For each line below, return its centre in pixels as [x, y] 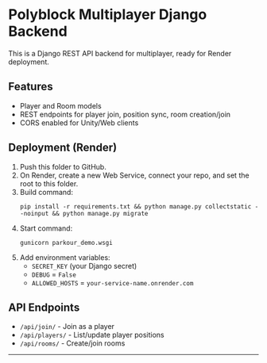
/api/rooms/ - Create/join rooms [72, 343]
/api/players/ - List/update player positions [92, 335]
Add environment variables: [65, 257]
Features [31, 87]
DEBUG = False [54, 274]
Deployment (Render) [63, 148]
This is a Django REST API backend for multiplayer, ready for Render [120, 53]
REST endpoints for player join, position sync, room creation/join [125, 114]
